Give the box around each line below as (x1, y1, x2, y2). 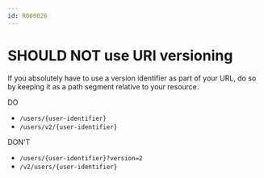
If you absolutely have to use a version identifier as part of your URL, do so (7, 73, 257, 83)
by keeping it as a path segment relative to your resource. (7, 81, 199, 91)
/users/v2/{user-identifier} (19, 122, 118, 131)
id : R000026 (7, 11, 48, 20)
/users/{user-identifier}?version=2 (19, 154, 143, 162)
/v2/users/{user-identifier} (19, 163, 118, 171)
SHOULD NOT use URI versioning (7, 46, 233, 64)
